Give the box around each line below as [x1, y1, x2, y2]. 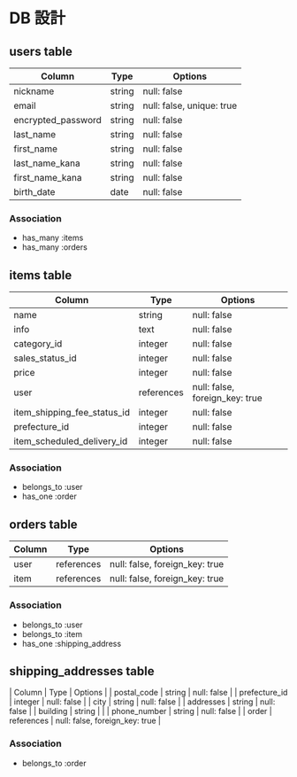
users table [9, 43, 73, 58]
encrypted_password [13, 114, 102, 126]
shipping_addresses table [9, 664, 155, 679]
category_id [13, 338, 63, 350]
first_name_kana [13, 172, 82, 183]
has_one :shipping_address [21, 638, 122, 649]
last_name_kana [13, 157, 81, 169]
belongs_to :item [21, 628, 83, 639]
